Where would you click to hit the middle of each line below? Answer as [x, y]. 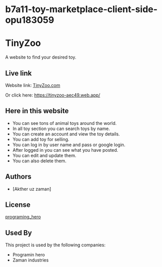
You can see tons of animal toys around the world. [64, 123]
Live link [18, 73]
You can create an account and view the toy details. [66, 134]
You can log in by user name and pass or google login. [69, 145]
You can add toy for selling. [41, 139]
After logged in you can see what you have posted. [65, 150]
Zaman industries [30, 260]
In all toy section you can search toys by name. [61, 128]
